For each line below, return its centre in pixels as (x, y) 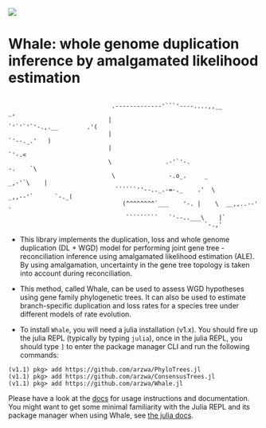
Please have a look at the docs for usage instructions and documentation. (129, 398)
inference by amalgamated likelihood (133, 61)
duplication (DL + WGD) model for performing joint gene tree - (122, 248)
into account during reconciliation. (76, 273)
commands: (39, 355)
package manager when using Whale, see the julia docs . (101, 415)
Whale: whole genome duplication (124, 44)
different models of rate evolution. (75, 314)
